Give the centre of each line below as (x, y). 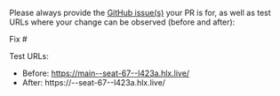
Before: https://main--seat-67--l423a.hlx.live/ (105, 73)
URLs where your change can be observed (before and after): (122, 22)
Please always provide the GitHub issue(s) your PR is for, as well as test (140, 13)
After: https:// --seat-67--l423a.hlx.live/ (94, 82)
